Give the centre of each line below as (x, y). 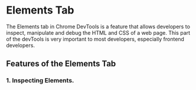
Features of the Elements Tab (61, 64)
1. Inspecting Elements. (40, 81)
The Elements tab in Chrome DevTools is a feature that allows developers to (98, 26)
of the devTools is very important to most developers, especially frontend (95, 39)
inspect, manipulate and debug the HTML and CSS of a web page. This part (98, 32)
